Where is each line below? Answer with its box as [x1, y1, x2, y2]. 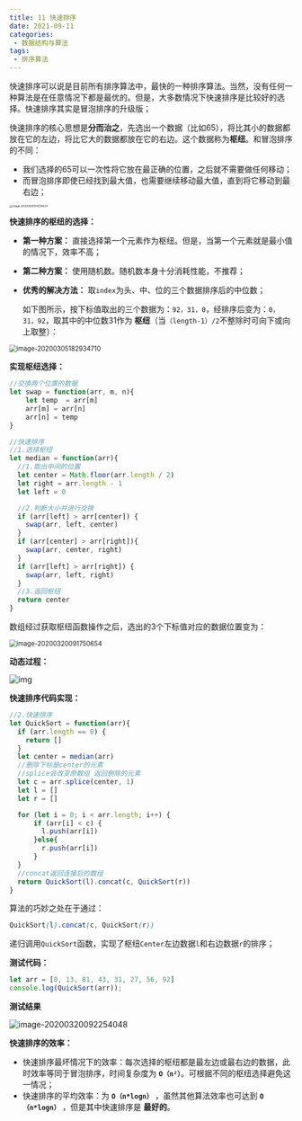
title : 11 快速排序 [9, 13, 77, 22]
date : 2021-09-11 [9, 22, 75, 31]
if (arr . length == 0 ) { [17, 727, 106, 736]
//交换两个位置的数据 [9, 379, 78, 388]
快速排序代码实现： [9, 693, 81, 704]
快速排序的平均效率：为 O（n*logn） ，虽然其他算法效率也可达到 [22, 1090, 258, 1101]
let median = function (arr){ [9, 454, 119, 463]
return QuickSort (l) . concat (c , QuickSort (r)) [17, 877, 191, 886]
